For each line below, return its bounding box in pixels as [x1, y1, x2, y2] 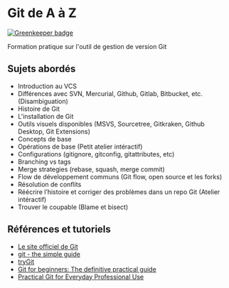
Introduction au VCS [17, 82, 77, 90]
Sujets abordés [7, 63, 76, 75]
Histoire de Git [17, 105, 60, 113]
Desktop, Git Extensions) [17, 127, 91, 136]
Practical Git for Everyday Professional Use [17, 272, 144, 281]
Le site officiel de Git [17, 242, 78, 250]
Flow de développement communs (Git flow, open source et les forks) [17, 172, 223, 181]
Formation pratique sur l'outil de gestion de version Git [7, 42, 167, 50]
